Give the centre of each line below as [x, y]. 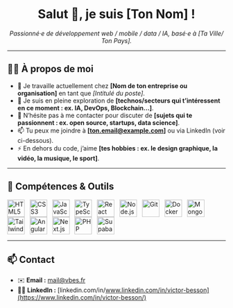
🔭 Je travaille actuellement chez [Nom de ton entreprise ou [102, 85]
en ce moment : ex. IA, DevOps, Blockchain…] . [85, 108]
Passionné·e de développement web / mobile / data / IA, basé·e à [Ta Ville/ [116, 33]
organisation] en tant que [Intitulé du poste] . [81, 93]
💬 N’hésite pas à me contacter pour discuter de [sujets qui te [105, 115]
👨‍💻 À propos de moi [50, 69]
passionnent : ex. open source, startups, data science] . [98, 122]
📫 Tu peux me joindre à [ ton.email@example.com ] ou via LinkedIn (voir [121, 130]
